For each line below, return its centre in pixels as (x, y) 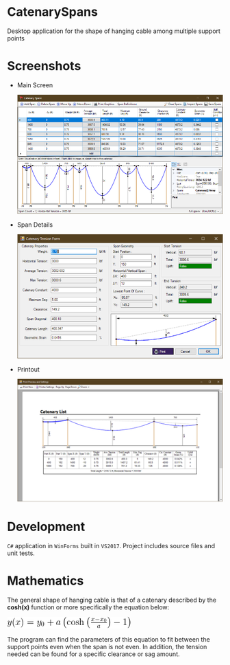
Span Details (35, 225)
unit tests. (21, 553)
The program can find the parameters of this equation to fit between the (108, 639)
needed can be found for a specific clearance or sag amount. (93, 654)
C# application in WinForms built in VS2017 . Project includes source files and (111, 545)
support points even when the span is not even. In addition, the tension (107, 646)
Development (46, 527)
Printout (28, 369)
